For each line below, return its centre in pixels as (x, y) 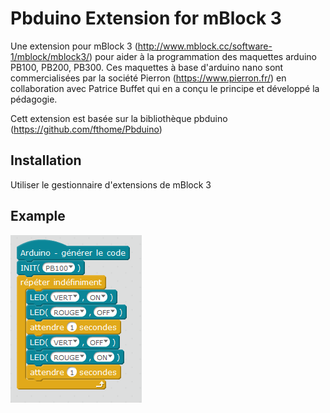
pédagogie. (34, 99)
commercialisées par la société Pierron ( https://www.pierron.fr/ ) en (148, 78)
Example (38, 216)
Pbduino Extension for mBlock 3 (146, 18)
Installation (46, 160)
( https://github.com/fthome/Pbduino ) (86, 129)
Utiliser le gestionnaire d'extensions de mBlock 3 (111, 184)
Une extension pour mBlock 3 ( (74, 46)
